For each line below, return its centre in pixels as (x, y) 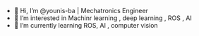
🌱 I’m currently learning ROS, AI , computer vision (86, 25)
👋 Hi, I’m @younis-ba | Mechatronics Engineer (81, 11)
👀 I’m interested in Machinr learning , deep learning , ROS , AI (103, 18)
